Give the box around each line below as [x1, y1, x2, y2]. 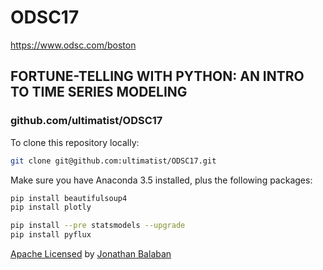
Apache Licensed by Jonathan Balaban [10, 248, 172, 260]
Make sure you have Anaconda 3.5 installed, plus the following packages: [10, 174, 313, 186]
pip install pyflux [10, 230, 92, 240]
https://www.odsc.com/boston [10, 39, 137, 51]
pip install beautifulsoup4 [10, 193, 128, 203]
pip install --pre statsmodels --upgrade [10, 221, 186, 231]
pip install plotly [10, 202, 92, 213]
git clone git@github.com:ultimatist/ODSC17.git [10, 156, 217, 166]
